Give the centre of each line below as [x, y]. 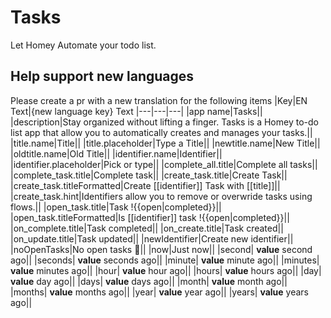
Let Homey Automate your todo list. [83, 45]
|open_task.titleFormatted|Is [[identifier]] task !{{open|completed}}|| [150, 217]
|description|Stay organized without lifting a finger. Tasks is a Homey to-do [164, 122]
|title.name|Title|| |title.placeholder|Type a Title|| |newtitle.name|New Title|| [165, 143]
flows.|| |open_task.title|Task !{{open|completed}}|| [116, 207]
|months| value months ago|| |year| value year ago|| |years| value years [159, 292]
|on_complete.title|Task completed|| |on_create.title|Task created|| [147, 228]
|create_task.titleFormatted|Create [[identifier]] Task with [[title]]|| [145, 185]
